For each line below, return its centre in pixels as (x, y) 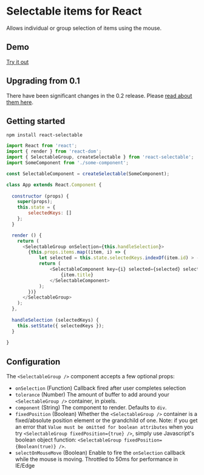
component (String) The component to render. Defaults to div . (91, 407)
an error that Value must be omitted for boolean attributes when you (104, 427)
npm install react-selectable (45, 135)
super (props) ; (35, 202)
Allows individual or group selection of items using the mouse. (84, 28)
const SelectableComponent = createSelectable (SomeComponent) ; (88, 174)
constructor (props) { (40, 196)
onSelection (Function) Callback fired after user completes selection (100, 388)
